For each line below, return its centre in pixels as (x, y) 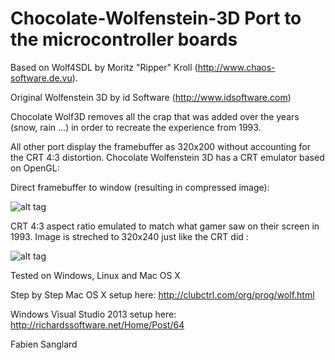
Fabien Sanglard (44, 344)
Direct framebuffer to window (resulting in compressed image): (140, 187)
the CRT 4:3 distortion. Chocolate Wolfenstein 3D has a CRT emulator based (167, 157)
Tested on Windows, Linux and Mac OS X (95, 275)
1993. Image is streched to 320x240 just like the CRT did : (129, 236)
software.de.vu (41, 78)
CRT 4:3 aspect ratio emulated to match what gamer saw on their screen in (165, 226)
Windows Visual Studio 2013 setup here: (93, 314)
